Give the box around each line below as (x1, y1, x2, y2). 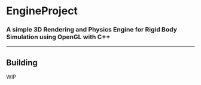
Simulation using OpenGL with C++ (6, 33, 111, 41)
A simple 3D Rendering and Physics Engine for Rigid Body (6, 26, 178, 34)
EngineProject (6, 4, 78, 18)
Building (6, 58, 38, 68)
